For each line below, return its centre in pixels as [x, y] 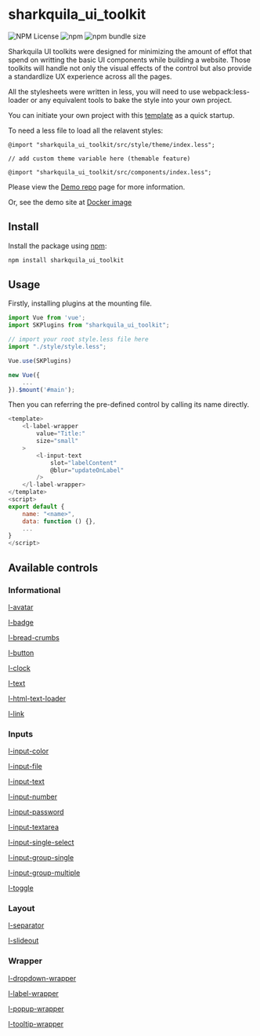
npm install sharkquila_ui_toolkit [66, 260]
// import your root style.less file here [78, 339]
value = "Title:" [61, 434]
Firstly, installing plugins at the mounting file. [80, 303]
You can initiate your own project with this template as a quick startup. [121, 115]
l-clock [20, 668]
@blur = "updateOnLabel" [87, 470]
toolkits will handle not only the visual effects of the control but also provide [130, 68]
